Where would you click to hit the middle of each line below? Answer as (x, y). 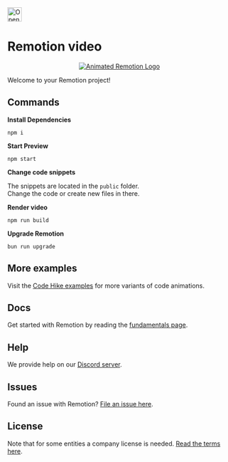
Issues (22, 387)
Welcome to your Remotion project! (59, 80)
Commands (34, 103)
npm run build (28, 220)
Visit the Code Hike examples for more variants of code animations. (106, 285)
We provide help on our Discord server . (65, 364)
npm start (22, 159)
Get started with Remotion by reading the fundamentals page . (98, 325)
